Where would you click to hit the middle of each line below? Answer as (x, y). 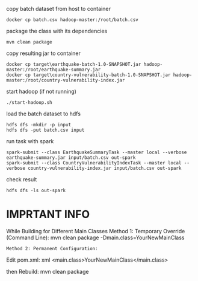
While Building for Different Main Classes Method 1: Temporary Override (96, 231)
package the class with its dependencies (57, 31)
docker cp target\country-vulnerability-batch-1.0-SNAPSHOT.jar (88, 75)
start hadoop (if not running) (42, 91)
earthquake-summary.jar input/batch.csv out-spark (71, 158)
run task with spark (30, 141)
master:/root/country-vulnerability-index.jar (66, 80)
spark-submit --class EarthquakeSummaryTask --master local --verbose (97, 152)
